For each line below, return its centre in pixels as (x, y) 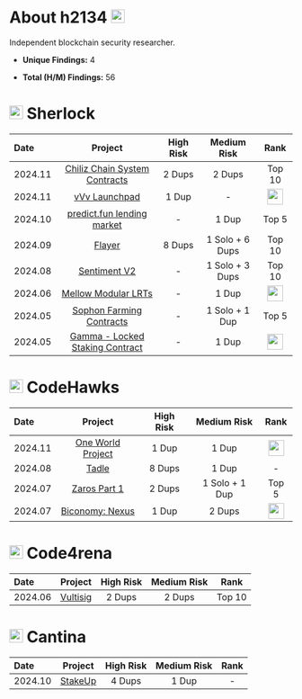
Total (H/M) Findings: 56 (69, 77)
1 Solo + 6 (228, 239)
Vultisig (76, 596)
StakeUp (78, 680)
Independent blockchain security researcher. (92, 42)
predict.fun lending (107, 213)
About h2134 (58, 18)
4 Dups (126, 680)
